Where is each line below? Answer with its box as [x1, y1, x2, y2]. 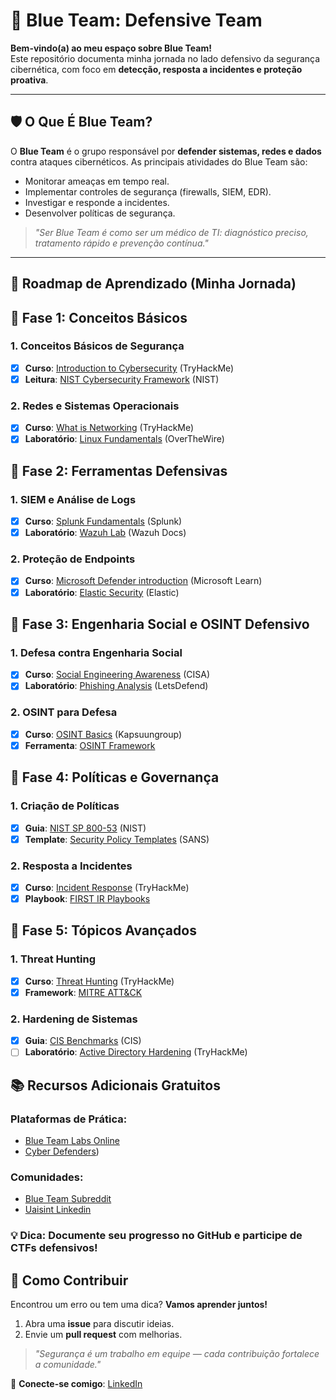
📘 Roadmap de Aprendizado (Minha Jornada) [10, 275, 297, 293]
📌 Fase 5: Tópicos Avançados [10, 922, 197, 939]
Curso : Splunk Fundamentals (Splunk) [24, 515, 183, 528]
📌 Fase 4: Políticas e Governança [10, 769, 220, 786]
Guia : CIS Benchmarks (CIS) [24, 1035, 142, 1047]
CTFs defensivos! [10, 1241, 98, 1255]
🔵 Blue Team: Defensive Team [10, 9, 263, 32]
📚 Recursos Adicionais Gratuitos [10, 1077, 221, 1094]
